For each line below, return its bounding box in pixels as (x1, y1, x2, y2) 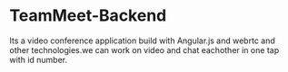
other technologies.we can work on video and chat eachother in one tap (9, 44, 280, 55)
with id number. (9, 54, 68, 65)
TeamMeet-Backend (9, 5, 167, 26)
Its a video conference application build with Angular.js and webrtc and (9, 35, 275, 46)
